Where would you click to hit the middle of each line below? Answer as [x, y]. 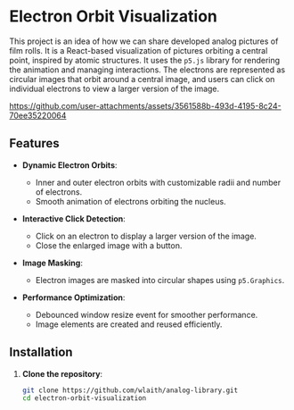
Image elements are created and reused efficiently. [129, 324]
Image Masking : [52, 263]
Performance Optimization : [73, 297]
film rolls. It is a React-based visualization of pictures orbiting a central [139, 50]
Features [34, 143]
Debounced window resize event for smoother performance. [147, 314]
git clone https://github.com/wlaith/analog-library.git [130, 390]
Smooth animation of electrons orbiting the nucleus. [131, 201]
